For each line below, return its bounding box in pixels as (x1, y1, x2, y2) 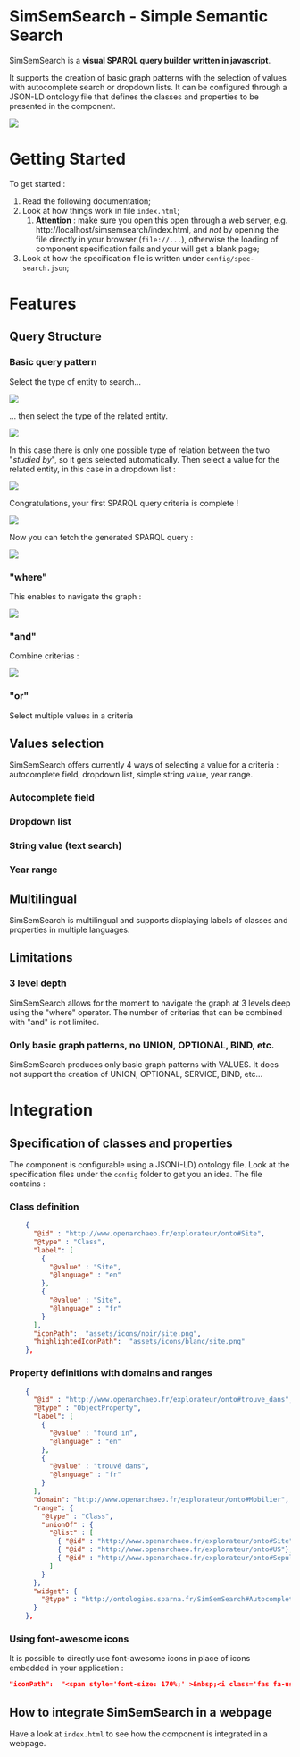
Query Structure (9, 329, 103, 344)
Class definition (9, 1201, 79, 1213)
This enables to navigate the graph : (9, 591, 142, 602)
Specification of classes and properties (9, 1135, 234, 1150)
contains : (9, 1178, 46, 1189)
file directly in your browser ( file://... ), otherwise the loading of (35, 233, 279, 244)
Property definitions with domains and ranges (9, 1367, 212, 1379)
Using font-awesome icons (9, 1633, 129, 1645)
